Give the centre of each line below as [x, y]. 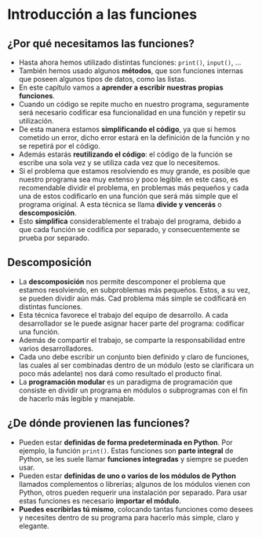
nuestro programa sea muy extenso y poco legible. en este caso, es [128, 179]
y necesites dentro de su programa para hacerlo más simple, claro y [129, 518]
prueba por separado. [54, 238]
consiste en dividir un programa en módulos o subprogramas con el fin [133, 390]
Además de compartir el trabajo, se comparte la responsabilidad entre [132, 340]
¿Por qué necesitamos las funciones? [101, 44]
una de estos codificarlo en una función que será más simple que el [128, 196]
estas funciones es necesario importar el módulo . [100, 500]
